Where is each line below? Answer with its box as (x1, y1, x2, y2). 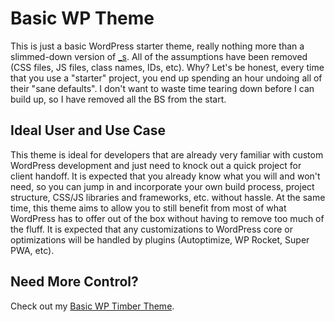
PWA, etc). (10, 244, 55, 256)
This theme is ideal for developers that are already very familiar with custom (10, 148, 324, 161)
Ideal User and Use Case (10, 122, 166, 139)
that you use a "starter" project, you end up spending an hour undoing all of (10, 72, 323, 84)
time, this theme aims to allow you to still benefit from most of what (10, 202, 287, 214)
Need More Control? (10, 273, 139, 291)
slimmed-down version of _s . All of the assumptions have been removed (10, 50, 308, 62)
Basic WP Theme (10, 7, 155, 30)
